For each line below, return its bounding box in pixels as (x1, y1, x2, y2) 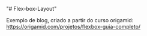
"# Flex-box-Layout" (6, 5, 57, 12)
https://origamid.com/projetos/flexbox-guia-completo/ (6, 23, 141, 30)
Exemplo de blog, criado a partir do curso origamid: (6, 17, 134, 23)
